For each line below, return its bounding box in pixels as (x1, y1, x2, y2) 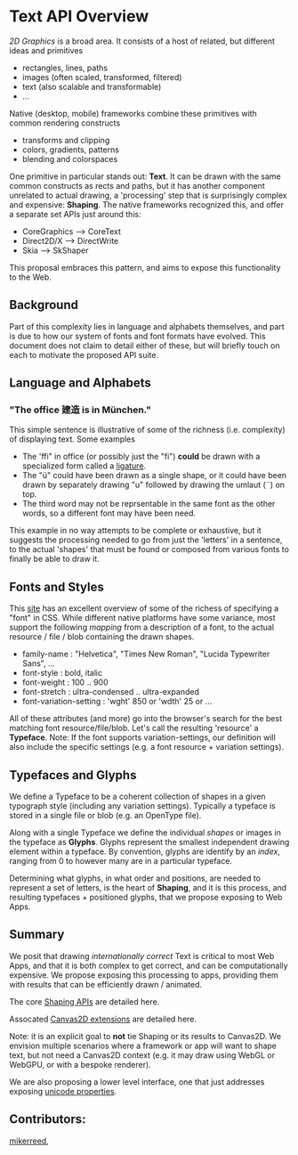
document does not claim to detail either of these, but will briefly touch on (9, 340, 280, 351)
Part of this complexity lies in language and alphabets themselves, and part (9, 321, 285, 331)
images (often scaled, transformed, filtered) (21, 71, 182, 82)
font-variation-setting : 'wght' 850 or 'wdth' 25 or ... (21, 696, 213, 707)
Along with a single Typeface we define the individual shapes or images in (9, 827, 282, 838)
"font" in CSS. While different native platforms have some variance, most (9, 613, 276, 623)
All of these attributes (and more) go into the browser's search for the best (9, 713, 283, 724)
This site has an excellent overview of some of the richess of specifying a (9, 603, 279, 614)
